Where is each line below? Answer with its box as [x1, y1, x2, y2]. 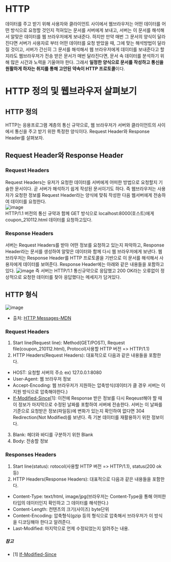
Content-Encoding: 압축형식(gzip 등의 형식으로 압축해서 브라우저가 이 [12, 513, 153, 519]
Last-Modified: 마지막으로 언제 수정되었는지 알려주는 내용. [12, 526, 130, 532]
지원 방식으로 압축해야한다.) [12, 389, 68, 395]
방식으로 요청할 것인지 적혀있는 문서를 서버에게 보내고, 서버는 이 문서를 [10, 27, 151, 33]
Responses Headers [5, 451, 57, 458]
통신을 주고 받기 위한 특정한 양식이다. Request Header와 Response [14, 128, 150, 134]
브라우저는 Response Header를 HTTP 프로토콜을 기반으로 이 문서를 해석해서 [5, 255, 158, 261]
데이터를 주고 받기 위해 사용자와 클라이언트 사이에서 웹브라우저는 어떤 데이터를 [5, 20, 161, 27]
